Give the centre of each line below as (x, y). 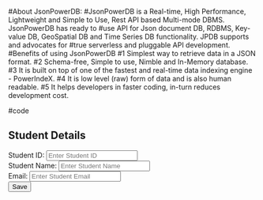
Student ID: (26, 155)
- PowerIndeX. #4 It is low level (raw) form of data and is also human (120, 79)
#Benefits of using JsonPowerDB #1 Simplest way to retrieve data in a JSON (132, 53)
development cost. (39, 95)
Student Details (47, 136)
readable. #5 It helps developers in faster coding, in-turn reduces (115, 87)
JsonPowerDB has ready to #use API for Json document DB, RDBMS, (121, 28)
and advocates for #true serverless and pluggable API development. (119, 45)
